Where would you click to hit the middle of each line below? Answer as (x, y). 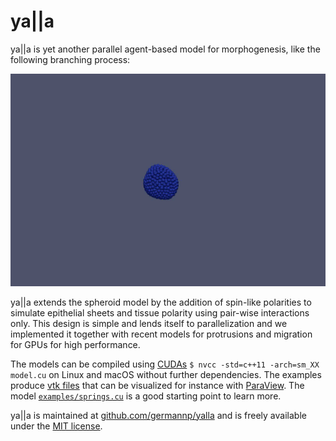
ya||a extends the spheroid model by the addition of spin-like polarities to (161, 302)
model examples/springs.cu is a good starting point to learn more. (146, 396)
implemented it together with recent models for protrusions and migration (161, 334)
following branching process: (70, 59)
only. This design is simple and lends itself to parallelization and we (149, 323)
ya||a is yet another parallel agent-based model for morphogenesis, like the (165, 49)
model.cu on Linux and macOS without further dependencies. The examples (166, 374)
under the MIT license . (56, 426)
